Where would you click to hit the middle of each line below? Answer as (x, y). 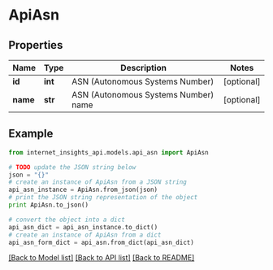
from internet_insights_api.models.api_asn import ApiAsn (108, 152)
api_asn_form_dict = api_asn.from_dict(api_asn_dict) (102, 242)
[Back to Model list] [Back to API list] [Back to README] (102, 258)
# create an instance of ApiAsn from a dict (85, 235)
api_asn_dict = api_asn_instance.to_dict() (83, 227)
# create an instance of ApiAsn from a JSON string (97, 182)
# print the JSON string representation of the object (103, 198)
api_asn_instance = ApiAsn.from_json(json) (83, 190)
